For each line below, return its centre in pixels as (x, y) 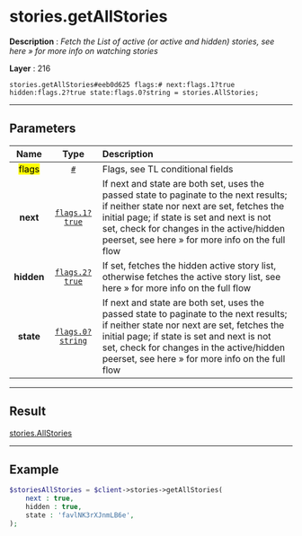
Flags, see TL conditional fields (168, 169)
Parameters (43, 129)
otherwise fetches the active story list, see (191, 277)
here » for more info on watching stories (84, 50)
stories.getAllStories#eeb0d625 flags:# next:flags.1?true (122, 84)
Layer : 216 (30, 68)
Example (34, 469)
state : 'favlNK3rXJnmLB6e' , (80, 515)
